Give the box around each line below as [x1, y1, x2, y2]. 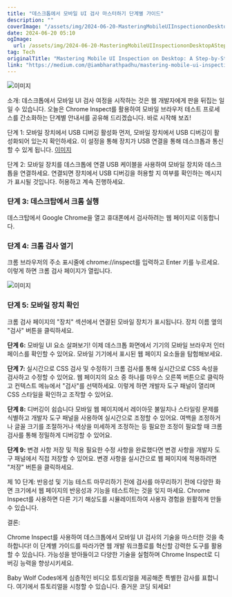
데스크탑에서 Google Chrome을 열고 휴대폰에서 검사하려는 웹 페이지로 [7, 213, 196, 221]
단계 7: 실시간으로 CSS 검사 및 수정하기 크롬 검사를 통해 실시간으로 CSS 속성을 [7, 364, 219, 372]
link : [7, 62, 23, 68]
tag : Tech [7, 49, 36, 56]
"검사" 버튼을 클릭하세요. [7, 326, 74, 334]
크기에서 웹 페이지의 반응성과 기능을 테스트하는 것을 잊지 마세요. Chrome [14, 486, 211, 495]
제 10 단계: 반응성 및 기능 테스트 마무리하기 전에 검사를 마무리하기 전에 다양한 [7, 477, 214, 486]
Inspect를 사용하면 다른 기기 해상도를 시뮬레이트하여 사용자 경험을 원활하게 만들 [7, 495, 222, 503]
